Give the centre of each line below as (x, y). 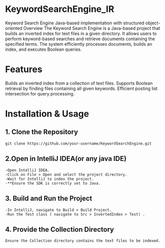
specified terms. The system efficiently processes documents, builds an (79, 44)
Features (24, 69)
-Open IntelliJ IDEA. (27, 170)
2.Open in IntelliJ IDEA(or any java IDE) (66, 159)
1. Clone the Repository (42, 132)
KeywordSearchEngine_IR (60, 9)
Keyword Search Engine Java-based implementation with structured (75, 23)
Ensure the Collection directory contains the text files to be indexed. (83, 241)
